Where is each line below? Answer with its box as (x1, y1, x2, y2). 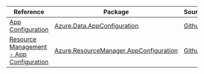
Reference (13, 8, 44, 16)
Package (103, 8, 129, 16)
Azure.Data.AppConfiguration (54, 22, 139, 29)
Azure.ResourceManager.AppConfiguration (54, 46, 178, 55)
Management (9, 43, 47, 51)
